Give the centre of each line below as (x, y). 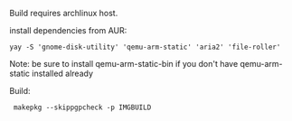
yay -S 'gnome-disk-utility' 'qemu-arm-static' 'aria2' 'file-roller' (145, 47)
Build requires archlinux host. (64, 13)
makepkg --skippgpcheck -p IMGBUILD (82, 107)
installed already (62, 73)
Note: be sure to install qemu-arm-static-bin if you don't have (124, 64)
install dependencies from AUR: (68, 30)
